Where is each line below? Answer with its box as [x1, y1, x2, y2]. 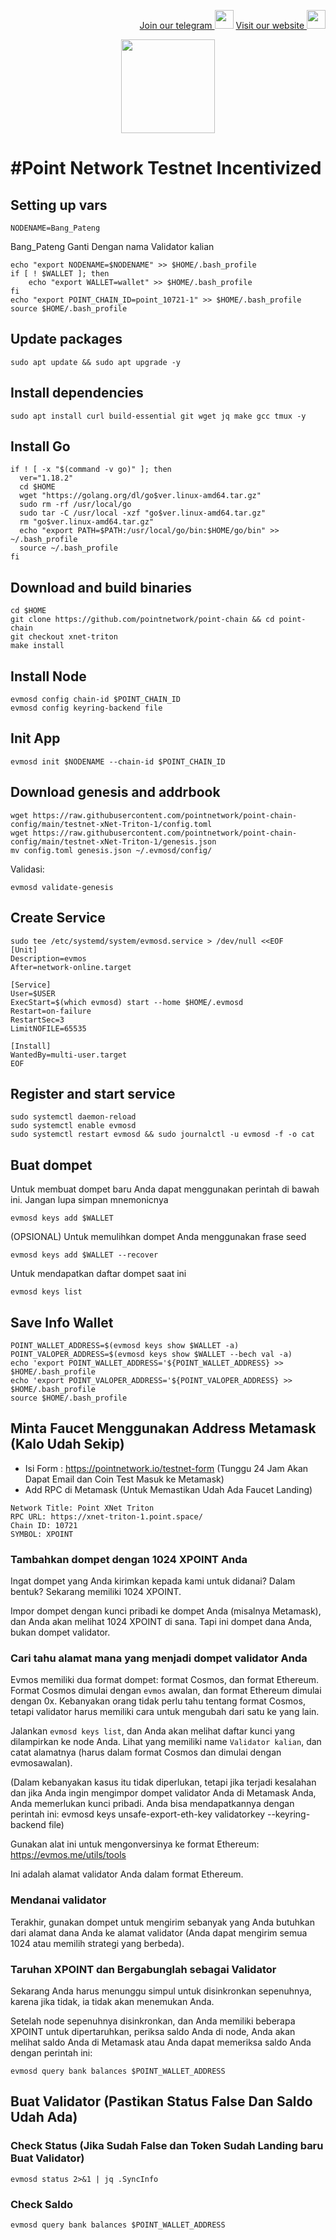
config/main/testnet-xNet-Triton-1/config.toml [10, 819, 213, 829]
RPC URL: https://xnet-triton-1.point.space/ [10, 1511, 203, 1522]
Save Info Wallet [10, 1314, 114, 1331]
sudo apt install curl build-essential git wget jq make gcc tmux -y [10, 411, 307, 421]
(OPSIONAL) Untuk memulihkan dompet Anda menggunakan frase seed [10, 1231, 307, 1243]
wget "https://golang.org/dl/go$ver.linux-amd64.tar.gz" [19, 491, 262, 501]
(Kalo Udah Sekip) [10, 1436, 125, 1453]
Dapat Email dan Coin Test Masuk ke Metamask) [24, 1473, 225, 1485]
